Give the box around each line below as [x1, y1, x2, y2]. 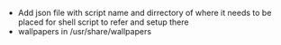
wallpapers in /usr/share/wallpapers [17, 26, 151, 36]
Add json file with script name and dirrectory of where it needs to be [17, 8, 272, 18]
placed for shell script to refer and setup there [17, 17, 189, 27]
